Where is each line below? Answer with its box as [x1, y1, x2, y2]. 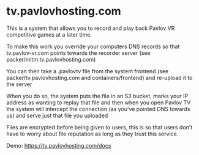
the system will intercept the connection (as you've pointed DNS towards [6, 105, 190, 112]
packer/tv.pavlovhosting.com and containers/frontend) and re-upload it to [6, 74, 193, 81]
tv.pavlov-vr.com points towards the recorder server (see [6, 49, 151, 56]
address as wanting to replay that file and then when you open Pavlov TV [6, 99, 191, 106]
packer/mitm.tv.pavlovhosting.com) [6, 56, 96, 63]
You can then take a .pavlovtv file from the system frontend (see [6, 67, 169, 74]
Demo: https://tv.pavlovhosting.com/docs [6, 142, 111, 149]
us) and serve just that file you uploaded [6, 112, 108, 119]
